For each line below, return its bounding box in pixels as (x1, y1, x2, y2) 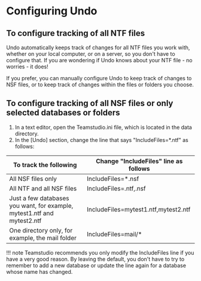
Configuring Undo (6, 4, 98, 18)
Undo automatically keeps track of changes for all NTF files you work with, (6, 44, 190, 51)
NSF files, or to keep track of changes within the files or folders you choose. (6, 81, 194, 88)
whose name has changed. (6, 268, 73, 275)
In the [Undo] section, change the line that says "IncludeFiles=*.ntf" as (14, 136, 188, 143)
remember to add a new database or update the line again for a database (6, 262, 187, 269)
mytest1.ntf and (9, 209, 54, 217)
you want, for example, (9, 201, 74, 210)
